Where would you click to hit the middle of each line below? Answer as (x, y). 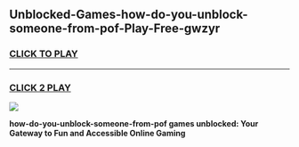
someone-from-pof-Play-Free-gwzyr (115, 29)
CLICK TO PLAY (44, 54)
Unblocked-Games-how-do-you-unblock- (129, 15)
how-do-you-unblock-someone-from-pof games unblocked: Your (134, 123)
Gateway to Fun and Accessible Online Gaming (97, 133)
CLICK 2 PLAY (40, 87)
